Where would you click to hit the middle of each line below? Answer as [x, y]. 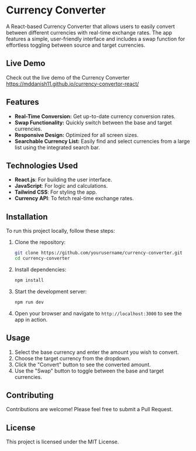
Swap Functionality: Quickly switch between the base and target [93, 122]
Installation [27, 217]
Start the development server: [51, 291]
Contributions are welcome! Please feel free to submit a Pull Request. [90, 409]
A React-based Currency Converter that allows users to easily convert [91, 26]
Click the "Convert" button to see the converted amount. [82, 364]
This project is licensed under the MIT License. [63, 442]
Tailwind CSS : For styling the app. [56, 192]
